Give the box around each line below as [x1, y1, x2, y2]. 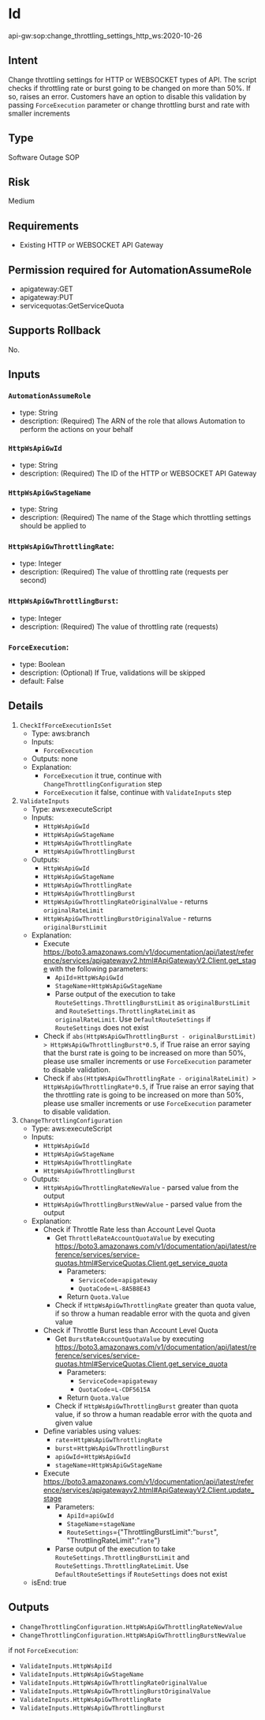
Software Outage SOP [8, 152, 80, 162]
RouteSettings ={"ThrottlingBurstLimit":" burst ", [66, 1527, 218, 1536]
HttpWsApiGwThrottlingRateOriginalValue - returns [43, 896, 208, 906]
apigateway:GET [19, 284, 73, 294]
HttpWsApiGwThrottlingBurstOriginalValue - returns [43, 913, 212, 923]
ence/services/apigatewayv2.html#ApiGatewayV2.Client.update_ [43, 1485, 255, 1495]
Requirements [8, 219, 79, 233]
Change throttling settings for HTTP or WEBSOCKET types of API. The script [8, 74, 257, 84]
